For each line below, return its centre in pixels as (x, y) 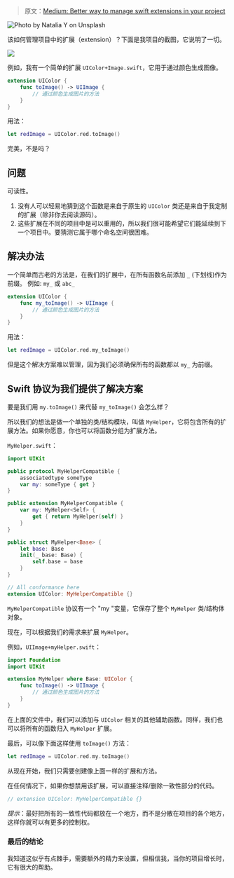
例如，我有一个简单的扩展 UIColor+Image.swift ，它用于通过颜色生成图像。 (115, 67)
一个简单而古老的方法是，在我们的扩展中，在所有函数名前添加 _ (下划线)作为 (117, 274)
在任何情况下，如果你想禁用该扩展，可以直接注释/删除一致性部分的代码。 (113, 786)
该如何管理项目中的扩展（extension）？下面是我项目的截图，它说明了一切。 (117, 39)
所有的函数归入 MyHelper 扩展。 (71, 728)
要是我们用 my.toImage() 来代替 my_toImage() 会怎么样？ (88, 406)
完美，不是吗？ (29, 149)
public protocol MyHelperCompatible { (64, 471)
